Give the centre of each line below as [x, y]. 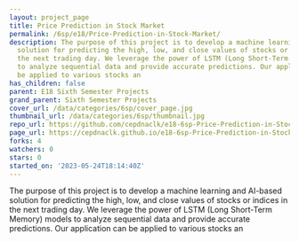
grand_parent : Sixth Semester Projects [83, 100]
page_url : [28, 133]
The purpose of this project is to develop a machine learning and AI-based [146, 191]
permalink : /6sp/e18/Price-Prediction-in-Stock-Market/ [115, 34]
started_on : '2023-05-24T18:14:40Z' [77, 166]
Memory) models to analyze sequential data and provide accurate [130, 219]
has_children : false [48, 83]
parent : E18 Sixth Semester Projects [79, 91]
